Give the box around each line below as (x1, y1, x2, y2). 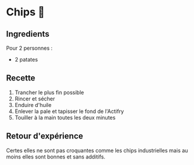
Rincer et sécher (14, 95, 55, 102)
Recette (6, 73, 35, 83)
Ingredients (6, 29, 50, 39)
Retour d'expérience (6, 131, 83, 141)
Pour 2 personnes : (6, 44, 53, 51)
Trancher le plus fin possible (14, 89, 85, 96)
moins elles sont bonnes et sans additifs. (6, 153, 105, 160)
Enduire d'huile (14, 101, 52, 108)
